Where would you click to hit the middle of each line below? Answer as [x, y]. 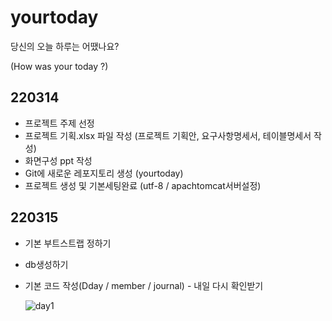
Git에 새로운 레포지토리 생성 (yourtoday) [104, 173]
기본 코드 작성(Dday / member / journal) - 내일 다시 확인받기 [144, 285]
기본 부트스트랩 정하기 [68, 243]
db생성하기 [46, 264]
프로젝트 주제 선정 [59, 123]
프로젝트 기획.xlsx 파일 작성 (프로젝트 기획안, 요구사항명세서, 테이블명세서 [168, 135]
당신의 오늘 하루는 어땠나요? [65, 46]
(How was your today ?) [59, 66]
